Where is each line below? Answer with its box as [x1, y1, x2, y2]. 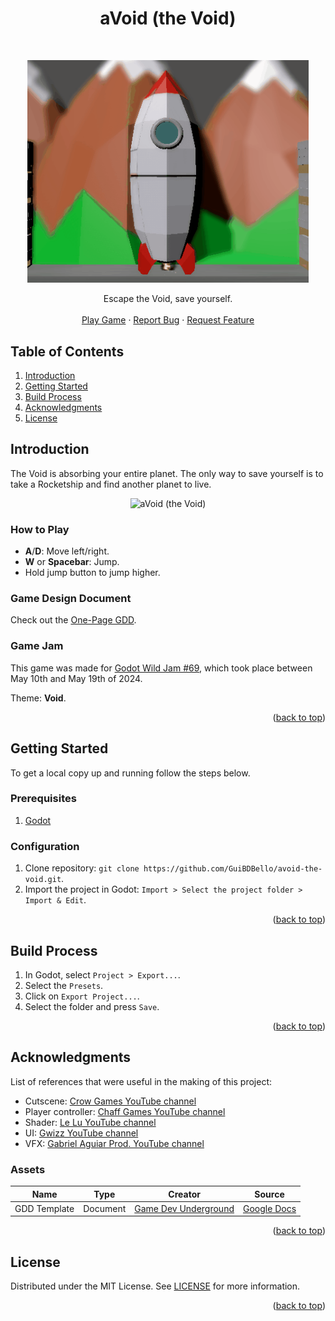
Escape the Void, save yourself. [103, 293, 233, 305]
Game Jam [10, 639, 64, 653]
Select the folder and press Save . [24, 1000, 160, 1012]
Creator [168, 1188, 201, 1200]
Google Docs [243, 1202, 297, 1214]
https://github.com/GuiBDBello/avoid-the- [143, 864, 323, 874]
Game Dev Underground [134, 1202, 235, 1214]
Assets [10, 1162, 46, 1176]
